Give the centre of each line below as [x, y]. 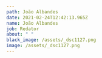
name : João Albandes [32, 23]
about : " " [20, 34]
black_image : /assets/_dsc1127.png [51, 40]
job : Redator [23, 29]
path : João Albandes [32, 12]
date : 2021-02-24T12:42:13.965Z [47, 18]
